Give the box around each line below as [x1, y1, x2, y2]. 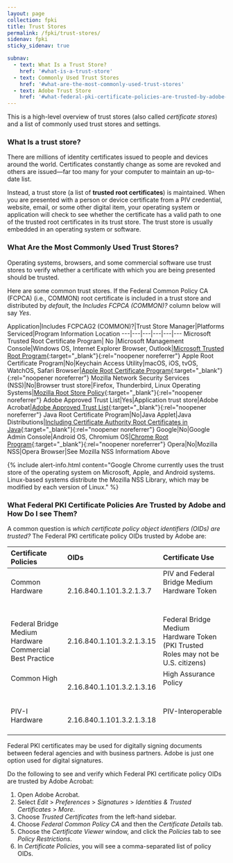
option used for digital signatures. [7, 756, 104, 765]
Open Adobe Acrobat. [17, 791, 80, 799]
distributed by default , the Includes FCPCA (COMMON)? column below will [7, 301, 221, 309]
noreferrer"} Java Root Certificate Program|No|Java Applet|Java [7, 410, 192, 419]
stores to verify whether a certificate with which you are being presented [7, 265, 216, 274]
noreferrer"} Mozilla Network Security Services [54, 374, 190, 382]
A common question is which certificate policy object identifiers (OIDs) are [7, 525, 221, 533]
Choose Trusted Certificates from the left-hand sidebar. [17, 812, 177, 821]
